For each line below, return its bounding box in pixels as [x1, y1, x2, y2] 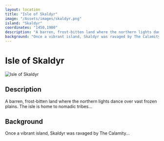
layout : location [5, 7, 41, 12]
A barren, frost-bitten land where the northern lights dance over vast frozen [5, 98, 157, 104]
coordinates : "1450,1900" [5, 25, 58, 30]
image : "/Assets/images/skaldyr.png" [5, 16, 82, 21]
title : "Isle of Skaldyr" [5, 12, 58, 17]
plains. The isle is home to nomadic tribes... [5, 103, 93, 109]
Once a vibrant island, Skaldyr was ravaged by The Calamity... [5, 130, 130, 136]
